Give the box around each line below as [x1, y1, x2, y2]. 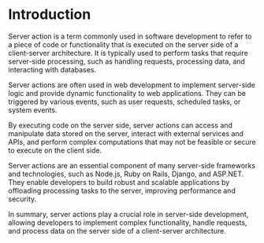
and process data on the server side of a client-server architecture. [8, 226, 226, 235]
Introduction [8, 6, 91, 24]
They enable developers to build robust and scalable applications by [8, 177, 230, 186]
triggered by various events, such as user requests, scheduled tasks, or [8, 97, 241, 106]
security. [8, 194, 37, 204]
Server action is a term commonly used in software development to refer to [8, 31, 252, 41]
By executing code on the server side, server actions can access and [8, 120, 232, 130]
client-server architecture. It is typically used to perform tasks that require [8, 48, 248, 57]
